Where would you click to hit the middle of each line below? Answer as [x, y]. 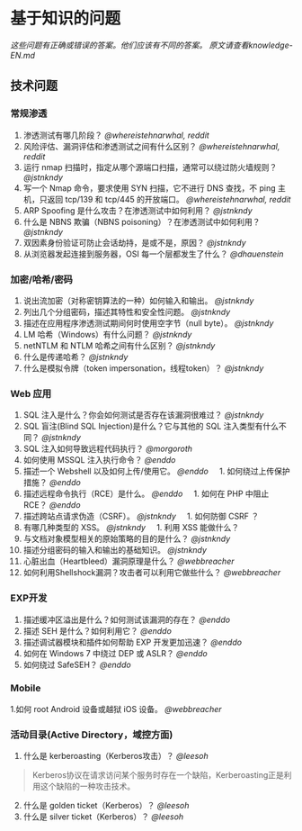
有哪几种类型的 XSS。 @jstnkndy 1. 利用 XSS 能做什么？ [131, 528]
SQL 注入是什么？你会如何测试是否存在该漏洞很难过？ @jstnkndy [143, 415]
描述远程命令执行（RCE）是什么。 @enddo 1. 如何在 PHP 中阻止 [146, 494]
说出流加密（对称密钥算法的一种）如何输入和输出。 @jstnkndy [138, 300]
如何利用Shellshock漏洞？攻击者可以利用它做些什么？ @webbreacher [152, 573]
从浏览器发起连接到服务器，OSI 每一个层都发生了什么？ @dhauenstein [153, 254]
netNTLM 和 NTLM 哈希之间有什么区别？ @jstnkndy [119, 345]
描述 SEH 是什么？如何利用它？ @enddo [97, 630]
